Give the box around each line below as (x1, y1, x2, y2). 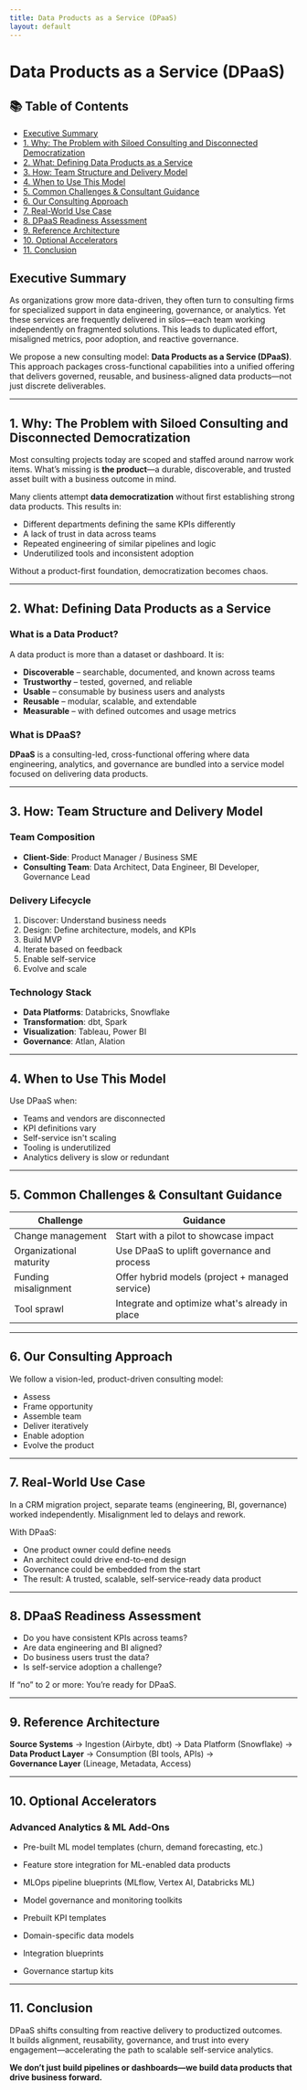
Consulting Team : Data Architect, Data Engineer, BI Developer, (22, 861, 259, 872)
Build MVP (22, 934, 62, 945)
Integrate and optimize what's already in (115, 1297, 288, 1310)
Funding (14, 1271, 49, 1284)
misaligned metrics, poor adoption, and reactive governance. (9, 334, 239, 345)
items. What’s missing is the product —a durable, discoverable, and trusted (9, 464, 291, 475)
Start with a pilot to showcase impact (115, 1230, 274, 1242)
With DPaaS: (9, 1526, 57, 1537)
